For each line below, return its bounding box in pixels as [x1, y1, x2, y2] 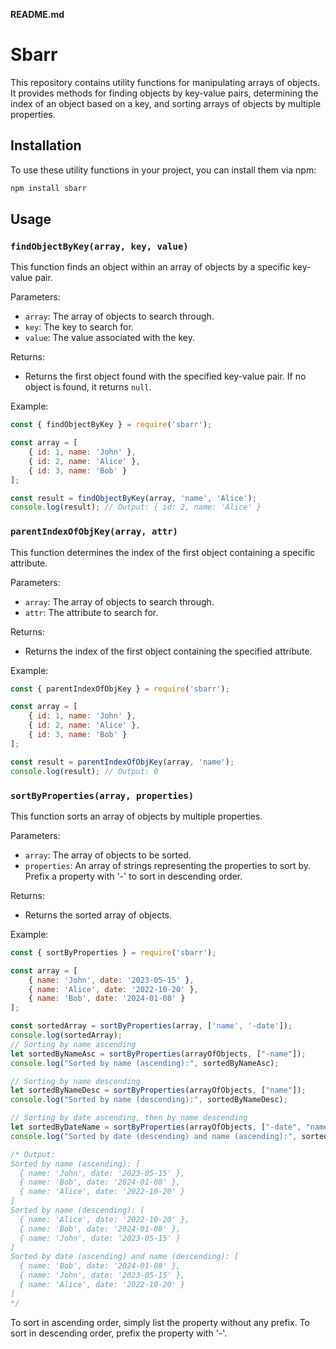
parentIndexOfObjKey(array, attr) [10, 526, 178, 538]
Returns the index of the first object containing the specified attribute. [24, 645, 313, 657]
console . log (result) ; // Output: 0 [10, 766, 159, 776]
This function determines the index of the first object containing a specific [10, 546, 316, 558]
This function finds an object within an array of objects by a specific [10, 261, 291, 273]
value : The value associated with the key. [24, 332, 195, 344]
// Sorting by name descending [10, 1076, 141, 1086]
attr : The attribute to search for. [24, 606, 159, 618]
